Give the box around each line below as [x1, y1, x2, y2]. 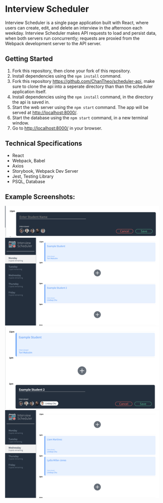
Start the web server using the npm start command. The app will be [12, 104, 149, 110]
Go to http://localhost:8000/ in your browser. [12, 125, 102, 131]
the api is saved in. [12, 99, 50, 105]
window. [12, 120, 29, 126]
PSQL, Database [12, 178, 45, 185]
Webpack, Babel [12, 158, 45, 163]
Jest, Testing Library [12, 173, 54, 179]
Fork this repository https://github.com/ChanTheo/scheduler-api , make [12, 78, 155, 84]
